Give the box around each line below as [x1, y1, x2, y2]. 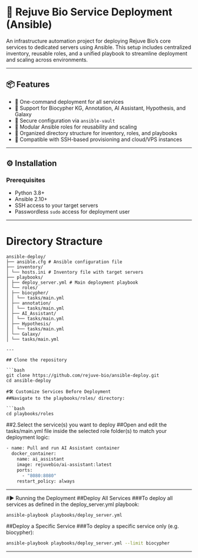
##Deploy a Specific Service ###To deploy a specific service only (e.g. [6, 523, 179, 530]
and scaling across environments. [6, 56, 88, 63]
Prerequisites [6, 176, 45, 185]
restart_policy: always [16, 478, 75, 484]
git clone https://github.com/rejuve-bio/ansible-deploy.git [6, 373, 160, 379]
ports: [16, 467, 33, 473]
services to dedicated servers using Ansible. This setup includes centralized [6, 44, 192, 51]
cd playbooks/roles [6, 411, 54, 417]
